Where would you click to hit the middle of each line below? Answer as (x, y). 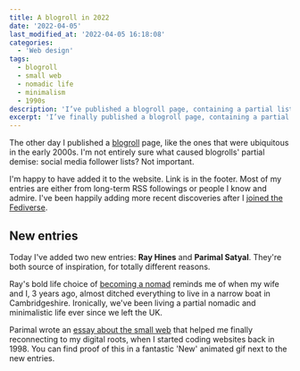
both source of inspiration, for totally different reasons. (110, 266)
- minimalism (42, 92)
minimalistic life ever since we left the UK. (86, 312)
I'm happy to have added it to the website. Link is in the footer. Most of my (146, 179)
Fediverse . (29, 207)
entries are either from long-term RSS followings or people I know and (138, 189)
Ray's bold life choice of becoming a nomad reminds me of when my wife (144, 283)
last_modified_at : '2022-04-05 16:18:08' (87, 34)
